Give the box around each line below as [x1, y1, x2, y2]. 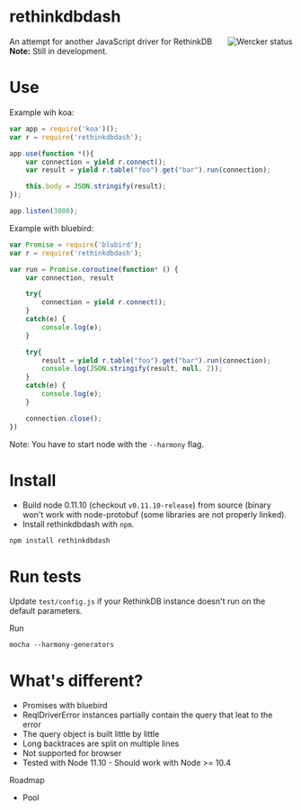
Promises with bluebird [22, 700, 108, 711]
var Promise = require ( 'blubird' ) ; [9, 240, 143, 249]
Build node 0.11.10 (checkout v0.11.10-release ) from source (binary [22, 499, 271, 510]
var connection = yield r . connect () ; [25, 157, 167, 166]
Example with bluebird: [9, 222, 94, 233]
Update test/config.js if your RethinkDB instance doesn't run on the [9, 596, 266, 607]
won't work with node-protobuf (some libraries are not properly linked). [22, 509, 288, 520]
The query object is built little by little [22, 729, 160, 740]
